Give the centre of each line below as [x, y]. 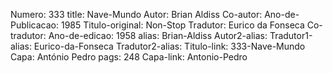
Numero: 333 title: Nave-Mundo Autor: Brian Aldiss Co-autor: [136, 14]
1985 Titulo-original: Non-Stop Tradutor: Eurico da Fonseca [182, 25]
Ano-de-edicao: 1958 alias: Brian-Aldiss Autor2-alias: [158, 35]
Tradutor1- [291, 35]
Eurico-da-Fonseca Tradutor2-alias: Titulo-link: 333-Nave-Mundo [169, 46]
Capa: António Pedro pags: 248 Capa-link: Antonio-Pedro [129, 57]
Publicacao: [34, 25]
